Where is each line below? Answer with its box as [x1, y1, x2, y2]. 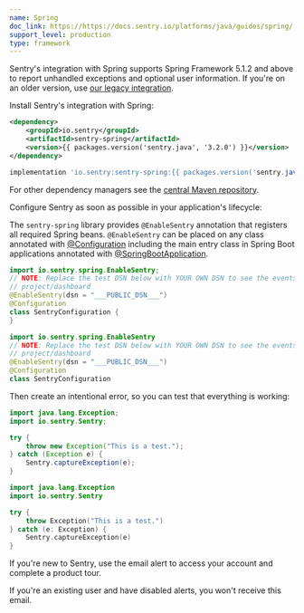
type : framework [9, 38, 71, 48]
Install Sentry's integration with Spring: [9, 101, 154, 111]
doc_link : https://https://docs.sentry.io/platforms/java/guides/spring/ [9, 22, 294, 31]
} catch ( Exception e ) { [9, 450, 103, 459]
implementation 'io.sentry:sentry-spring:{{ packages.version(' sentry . [9, 168, 285, 177]
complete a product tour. [9, 568, 102, 579]
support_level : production [9, 30, 111, 39]
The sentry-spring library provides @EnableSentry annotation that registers [9, 219, 288, 230]
